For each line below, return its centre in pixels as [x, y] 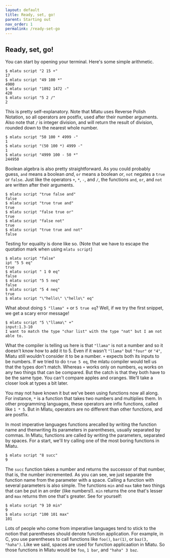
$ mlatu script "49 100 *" [34, 80]
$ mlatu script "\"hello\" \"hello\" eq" [50, 298]
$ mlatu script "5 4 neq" [32, 289]
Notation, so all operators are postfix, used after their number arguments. [82, 117]
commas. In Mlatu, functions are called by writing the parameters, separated [85, 435]
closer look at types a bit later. [37, 383]
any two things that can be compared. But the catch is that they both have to [85, 372]
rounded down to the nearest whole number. [52, 128]
